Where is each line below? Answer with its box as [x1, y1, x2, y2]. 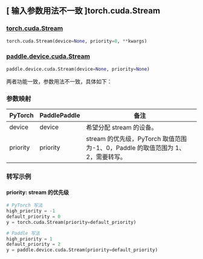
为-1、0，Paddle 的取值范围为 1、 [86, 144, 185, 152]
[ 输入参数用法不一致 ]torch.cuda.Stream [6, 5, 161, 16]
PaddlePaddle [39, 111, 80, 120]
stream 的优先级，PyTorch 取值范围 [86, 135, 187, 143]
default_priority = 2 [6, 241, 61, 248]
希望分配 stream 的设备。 [86, 123, 158, 132]
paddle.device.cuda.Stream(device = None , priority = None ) [6, 66, 150, 72]
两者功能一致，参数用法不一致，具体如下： [6, 77, 112, 85]
